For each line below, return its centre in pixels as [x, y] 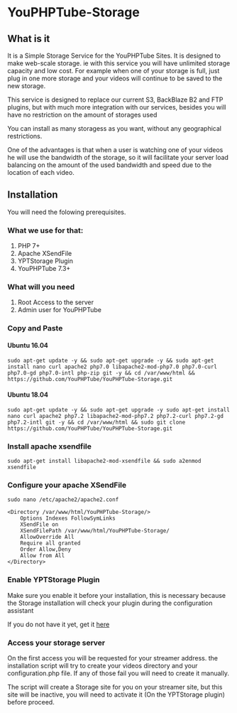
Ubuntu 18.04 [28, 395]
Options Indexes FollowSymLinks [68, 519]
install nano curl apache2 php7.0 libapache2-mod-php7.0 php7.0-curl [112, 367]
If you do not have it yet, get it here [59, 624]
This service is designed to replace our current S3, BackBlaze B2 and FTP [115, 100]
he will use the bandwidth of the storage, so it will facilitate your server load [118, 157]
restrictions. [25, 136]
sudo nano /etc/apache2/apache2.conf [63, 500]
